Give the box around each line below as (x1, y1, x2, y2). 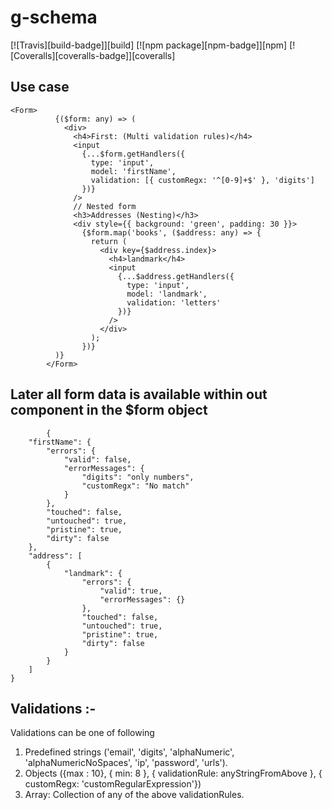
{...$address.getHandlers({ (117, 271, 235, 281)
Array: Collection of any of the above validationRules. (24, 789, 245, 801)
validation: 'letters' (126, 297, 222, 308)
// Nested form (73, 201, 137, 211)
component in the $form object (10, 402, 208, 419)
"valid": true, (99, 586, 163, 596)
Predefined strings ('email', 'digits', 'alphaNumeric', (24, 746, 235, 758)
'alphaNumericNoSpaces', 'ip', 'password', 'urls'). (24, 757, 228, 769)
